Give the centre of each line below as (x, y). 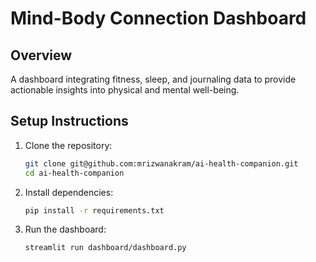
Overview (41, 55)
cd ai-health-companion (74, 173)
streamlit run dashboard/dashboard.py (105, 248)
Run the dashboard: (65, 229)
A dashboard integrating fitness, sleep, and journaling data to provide (153, 79)
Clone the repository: (68, 145)
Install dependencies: (69, 192)
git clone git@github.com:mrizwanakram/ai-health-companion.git (161, 163)
